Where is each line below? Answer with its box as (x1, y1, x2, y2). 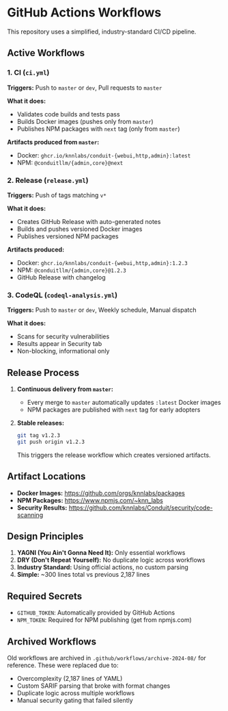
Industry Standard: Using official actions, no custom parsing (16, 563, 189, 571)
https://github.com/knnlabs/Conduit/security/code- (68, 503, 213, 512)
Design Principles (7, 530, 84, 542)
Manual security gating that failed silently (16, 697, 133, 705)
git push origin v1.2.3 (16, 438, 85, 445)
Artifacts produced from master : (7, 138, 100, 146)
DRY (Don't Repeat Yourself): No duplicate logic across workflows (16, 556, 205, 564)
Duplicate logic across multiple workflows (16, 689, 135, 697)
